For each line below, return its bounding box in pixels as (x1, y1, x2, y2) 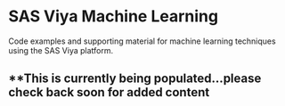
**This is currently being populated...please (8, 71, 262, 86)
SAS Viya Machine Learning (8, 6, 219, 27)
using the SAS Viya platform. (8, 45, 114, 55)
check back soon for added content (8, 85, 210, 100)
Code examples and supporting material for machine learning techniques (8, 36, 277, 46)
